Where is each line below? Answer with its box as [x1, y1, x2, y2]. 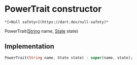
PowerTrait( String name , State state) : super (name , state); [4, 55, 133, 60]
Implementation [4, 43, 55, 51]
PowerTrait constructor [4, 3, 102, 15]
